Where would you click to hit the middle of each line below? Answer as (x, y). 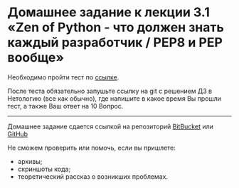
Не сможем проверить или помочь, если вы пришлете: (91, 148)
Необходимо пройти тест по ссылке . (63, 77)
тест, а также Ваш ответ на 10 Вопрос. (65, 106)
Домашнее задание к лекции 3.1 (108, 12)
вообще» (36, 58)
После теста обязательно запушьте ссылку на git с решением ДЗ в (110, 91)
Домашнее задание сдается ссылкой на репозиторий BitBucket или (110, 126)
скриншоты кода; (44, 169)
